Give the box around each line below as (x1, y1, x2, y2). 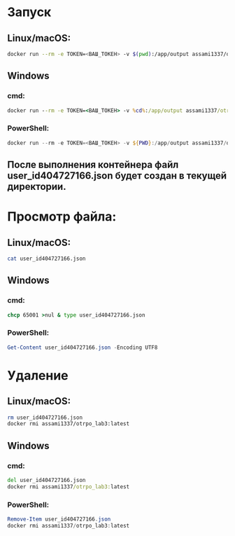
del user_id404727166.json (7, 477, 86, 484)
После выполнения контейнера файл (7, 159, 179, 170)
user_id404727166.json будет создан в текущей (7, 170, 227, 181)
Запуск (7, 4, 52, 20)
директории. (7, 181, 66, 193)
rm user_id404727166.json (7, 414, 83, 421)
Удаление (7, 367, 69, 383)
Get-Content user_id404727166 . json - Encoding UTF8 (7, 344, 158, 351)
